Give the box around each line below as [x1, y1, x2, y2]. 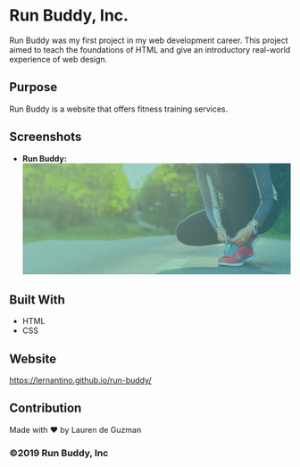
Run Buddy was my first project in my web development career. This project [9, 35, 288, 46]
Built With [9, 292, 65, 307]
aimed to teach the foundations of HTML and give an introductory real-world [9, 44, 291, 54]
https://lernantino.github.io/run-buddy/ [9, 374, 152, 385]
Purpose [9, 79, 58, 95]
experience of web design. [9, 54, 108, 64]
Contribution [9, 401, 82, 416]
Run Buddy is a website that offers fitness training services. [9, 104, 229, 114]
